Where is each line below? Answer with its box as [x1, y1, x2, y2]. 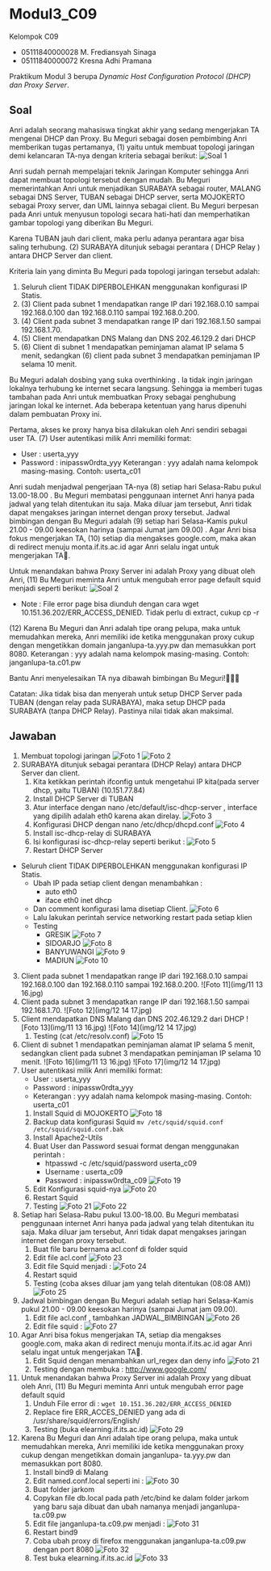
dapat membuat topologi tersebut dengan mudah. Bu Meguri [9, 174, 211, 184]
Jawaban [9, 729, 57, 743]
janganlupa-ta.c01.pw [9, 657, 81, 667]
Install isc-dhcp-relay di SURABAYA [32, 828, 152, 838]
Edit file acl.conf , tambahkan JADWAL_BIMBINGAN [32, 1313, 205, 1322]
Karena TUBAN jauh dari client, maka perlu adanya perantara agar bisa [9, 233, 244, 243]
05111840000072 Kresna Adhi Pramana [20, 56, 152, 65]
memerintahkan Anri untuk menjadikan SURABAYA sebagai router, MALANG [9, 183, 261, 193]
